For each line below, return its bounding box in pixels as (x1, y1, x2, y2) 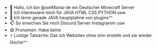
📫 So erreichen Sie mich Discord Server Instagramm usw (9, 20, 125, 26)
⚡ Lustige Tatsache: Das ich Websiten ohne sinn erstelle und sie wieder (9, 33, 152, 38)
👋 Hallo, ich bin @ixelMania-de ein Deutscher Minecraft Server (9, 5, 135, 10)
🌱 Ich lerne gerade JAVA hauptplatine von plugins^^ (9, 15, 113, 20)
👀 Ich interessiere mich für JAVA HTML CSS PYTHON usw (9, 10, 126, 15)
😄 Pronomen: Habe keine (9, 27, 62, 33)
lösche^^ (9, 39, 28, 45)
